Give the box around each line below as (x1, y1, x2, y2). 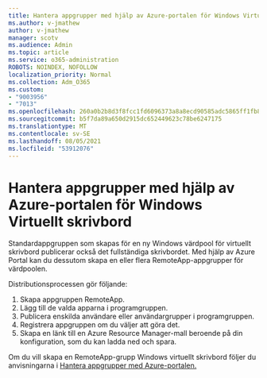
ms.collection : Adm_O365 (8, 78, 91, 86)
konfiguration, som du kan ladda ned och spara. (19, 337, 177, 346)
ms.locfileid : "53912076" (8, 145, 94, 152)
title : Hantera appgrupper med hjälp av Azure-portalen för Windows (8, 11, 240, 20)
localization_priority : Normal (8, 71, 112, 79)
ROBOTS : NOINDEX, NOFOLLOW (8, 64, 98, 71)
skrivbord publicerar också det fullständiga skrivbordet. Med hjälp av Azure (8, 247, 256, 256)
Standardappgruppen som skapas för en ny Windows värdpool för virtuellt (8, 239, 252, 249)
